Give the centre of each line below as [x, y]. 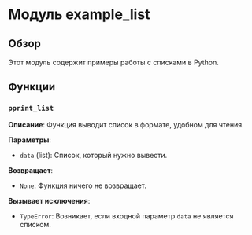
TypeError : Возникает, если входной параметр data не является [126, 216]
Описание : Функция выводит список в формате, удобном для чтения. [126, 124]
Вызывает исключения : [49, 200]
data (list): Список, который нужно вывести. [93, 155]
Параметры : [30, 140]
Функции [32, 87]
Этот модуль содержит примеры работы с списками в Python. [113, 62]
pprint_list [31, 108]
